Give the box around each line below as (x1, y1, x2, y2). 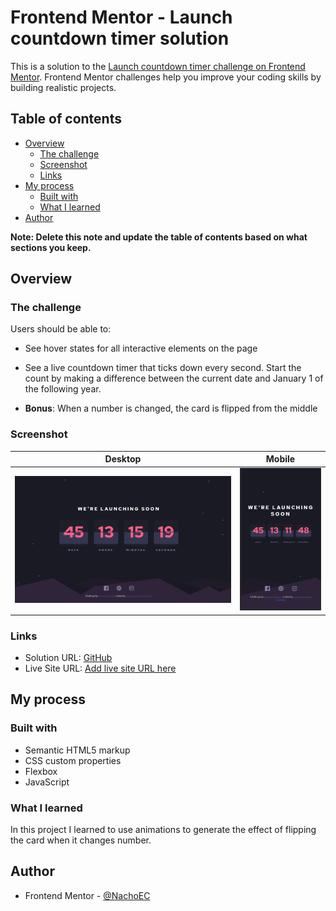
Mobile (265, 453, 296, 465)
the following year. (24, 383, 102, 395)
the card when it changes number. (10, 834, 152, 846)
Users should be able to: (10, 323, 112, 335)
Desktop (104, 453, 142, 465)
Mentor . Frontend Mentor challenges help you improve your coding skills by (10, 71, 322, 83)
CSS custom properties (24, 754, 122, 766)
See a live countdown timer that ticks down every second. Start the (24, 362, 302, 374)
